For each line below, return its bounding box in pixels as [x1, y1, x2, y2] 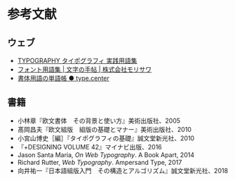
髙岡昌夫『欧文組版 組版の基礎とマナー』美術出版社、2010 [17, 125, 192, 133]
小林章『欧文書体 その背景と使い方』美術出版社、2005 [17, 116, 181, 125]
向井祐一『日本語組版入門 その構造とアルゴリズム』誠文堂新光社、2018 [17, 166, 229, 175]
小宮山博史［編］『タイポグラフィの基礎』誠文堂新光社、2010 [17, 134, 195, 142]
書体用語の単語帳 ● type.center [17, 74, 110, 82]
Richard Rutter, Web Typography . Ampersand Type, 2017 [17, 158, 182, 166]
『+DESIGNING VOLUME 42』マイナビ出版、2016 [17, 142, 163, 151]
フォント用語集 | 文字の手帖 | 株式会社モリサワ [17, 65, 152, 74]
